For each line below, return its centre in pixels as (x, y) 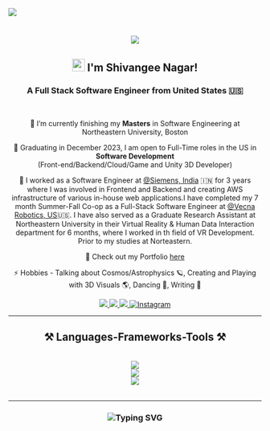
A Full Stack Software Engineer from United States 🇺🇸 (135, 90)
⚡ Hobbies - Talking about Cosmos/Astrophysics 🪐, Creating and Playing (135, 273)
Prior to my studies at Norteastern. (135, 240)
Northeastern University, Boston (135, 132)
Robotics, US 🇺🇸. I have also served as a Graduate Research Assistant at (135, 215)
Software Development (135, 156)
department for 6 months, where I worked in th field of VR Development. (135, 232)
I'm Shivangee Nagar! (143, 67)
